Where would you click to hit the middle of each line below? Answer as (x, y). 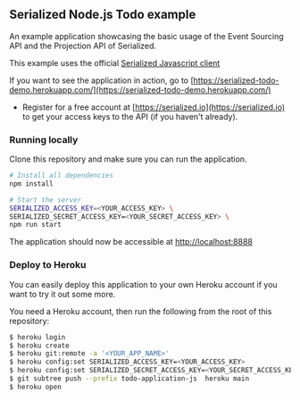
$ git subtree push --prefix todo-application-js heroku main (129, 379)
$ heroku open (36, 387)
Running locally (44, 139)
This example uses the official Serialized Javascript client (115, 62)
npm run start (36, 225)
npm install (31, 183)
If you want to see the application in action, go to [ (101, 80)
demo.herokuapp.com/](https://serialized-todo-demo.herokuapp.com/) (140, 89)
